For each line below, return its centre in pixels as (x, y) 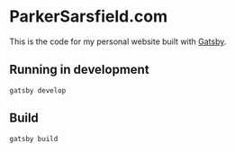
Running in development (80, 70)
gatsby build (34, 139)
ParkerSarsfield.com (89, 17)
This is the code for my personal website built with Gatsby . (118, 41)
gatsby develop (38, 90)
